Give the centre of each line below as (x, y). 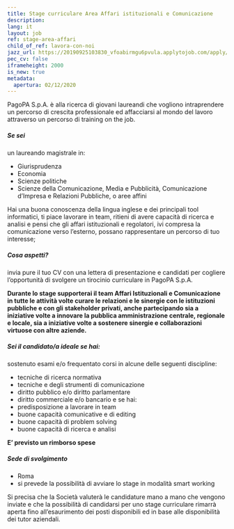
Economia (32, 174)
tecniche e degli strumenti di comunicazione (81, 385)
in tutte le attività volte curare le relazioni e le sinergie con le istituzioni (111, 301)
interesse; (22, 239)
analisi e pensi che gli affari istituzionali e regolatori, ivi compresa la (104, 224)
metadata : (22, 78)
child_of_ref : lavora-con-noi (51, 46)
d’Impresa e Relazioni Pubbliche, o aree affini (82, 196)
